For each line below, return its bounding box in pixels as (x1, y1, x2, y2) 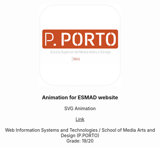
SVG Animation (64, 105, 96, 111)
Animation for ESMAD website (42, 94, 118, 101)
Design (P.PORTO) (60, 132, 100, 139)
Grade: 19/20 (66, 138, 94, 144)
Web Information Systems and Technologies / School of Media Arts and (5, 127, 155, 133)
